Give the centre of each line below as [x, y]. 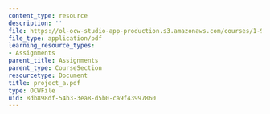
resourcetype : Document [48, 75]
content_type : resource [48, 16]
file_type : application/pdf [55, 38]
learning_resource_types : [51, 46]
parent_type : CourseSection [55, 68]
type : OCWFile [32, 90]
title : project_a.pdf [45, 83]
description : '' [35, 23]
